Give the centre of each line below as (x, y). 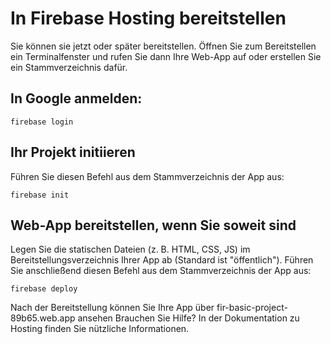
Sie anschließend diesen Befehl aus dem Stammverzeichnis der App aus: (161, 271)
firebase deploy (44, 289)
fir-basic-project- (252, 308)
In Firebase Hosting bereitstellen (148, 18)
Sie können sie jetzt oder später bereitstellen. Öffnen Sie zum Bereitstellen (163, 46)
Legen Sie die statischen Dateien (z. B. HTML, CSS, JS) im (130, 249)
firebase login (42, 122)
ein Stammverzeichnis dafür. (69, 67)
